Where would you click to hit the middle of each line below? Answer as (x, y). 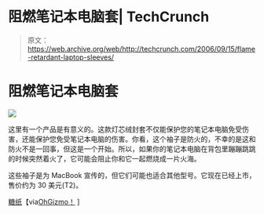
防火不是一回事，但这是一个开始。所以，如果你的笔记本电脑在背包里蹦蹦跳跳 (132, 149)
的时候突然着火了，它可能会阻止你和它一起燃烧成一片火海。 (104, 158)
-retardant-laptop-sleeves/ (71, 57)
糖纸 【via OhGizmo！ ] (44, 201)
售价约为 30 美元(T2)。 (46, 185)
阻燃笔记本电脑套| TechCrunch (109, 17)
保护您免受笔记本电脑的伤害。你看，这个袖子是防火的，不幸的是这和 (145, 139)
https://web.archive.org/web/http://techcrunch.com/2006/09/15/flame (141, 49)
